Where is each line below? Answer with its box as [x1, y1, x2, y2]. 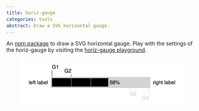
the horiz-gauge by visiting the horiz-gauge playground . [6, 46, 147, 54]
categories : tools [6, 16, 53, 22]
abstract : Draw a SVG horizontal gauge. [6, 22, 110, 29]
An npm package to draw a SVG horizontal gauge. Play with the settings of [6, 40, 193, 47]
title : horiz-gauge [6, 10, 56, 16]
